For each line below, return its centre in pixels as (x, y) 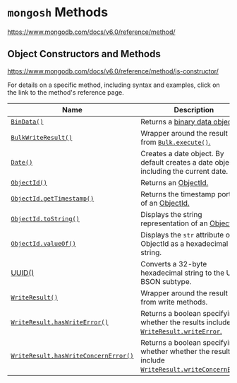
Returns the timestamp (178, 194)
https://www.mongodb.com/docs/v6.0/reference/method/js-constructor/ (113, 71)
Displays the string (171, 214)
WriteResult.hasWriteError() (60, 322)
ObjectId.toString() (45, 219)
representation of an (174, 223)
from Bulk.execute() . (176, 142)
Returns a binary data (176, 122)
